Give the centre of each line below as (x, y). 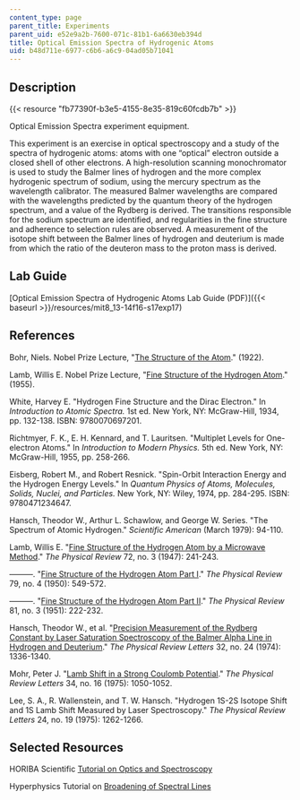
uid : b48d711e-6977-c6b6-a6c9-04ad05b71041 (92, 51)
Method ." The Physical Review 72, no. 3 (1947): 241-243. (114, 556)
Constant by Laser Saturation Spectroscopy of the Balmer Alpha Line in (141, 637)
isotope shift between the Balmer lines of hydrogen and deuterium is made (147, 238)
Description (43, 87)
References (42, 335)
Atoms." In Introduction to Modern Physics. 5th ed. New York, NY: (163, 447)
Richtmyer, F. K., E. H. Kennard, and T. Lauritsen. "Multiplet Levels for (137, 438)
